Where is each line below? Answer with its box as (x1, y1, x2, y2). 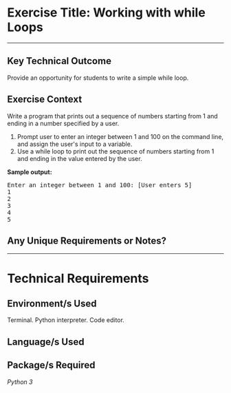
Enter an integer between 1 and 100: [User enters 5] (7, 181, 192, 189)
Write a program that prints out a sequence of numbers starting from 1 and (7, 111, 218, 120)
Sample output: (7, 167, 53, 176)
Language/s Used (7, 336, 85, 348)
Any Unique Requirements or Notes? (7, 235, 167, 246)
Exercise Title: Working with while (7, 5, 206, 21)
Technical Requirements (7, 270, 149, 286)
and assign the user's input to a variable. (16, 140, 133, 148)
